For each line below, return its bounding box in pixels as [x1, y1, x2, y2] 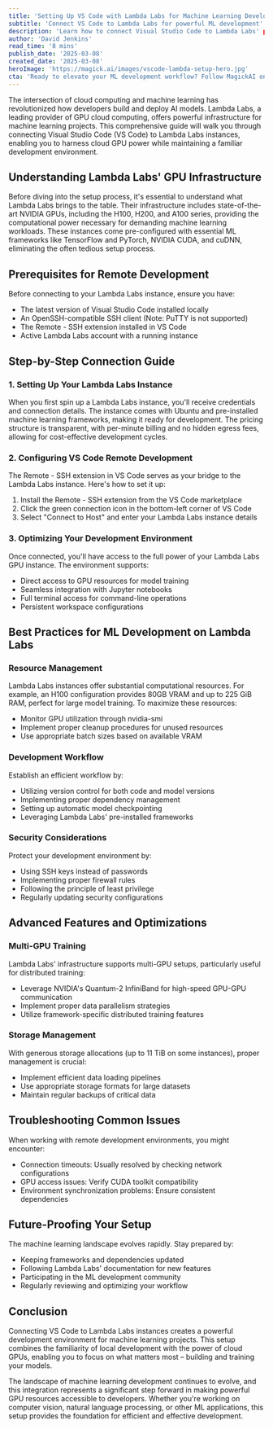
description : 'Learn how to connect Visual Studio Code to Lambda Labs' [8, 27, 260, 35]
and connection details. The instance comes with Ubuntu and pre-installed [8, 405, 258, 415]
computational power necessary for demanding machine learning [8, 217, 227, 228]
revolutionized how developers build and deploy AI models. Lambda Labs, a [8, 103, 262, 113]
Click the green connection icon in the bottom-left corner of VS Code [19, 504, 252, 514]
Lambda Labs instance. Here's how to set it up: [8, 480, 167, 489]
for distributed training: [8, 967, 85, 977]
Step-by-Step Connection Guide [8, 354, 175, 368]
